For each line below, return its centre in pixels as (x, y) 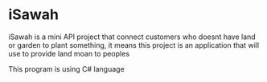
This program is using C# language (66, 68)
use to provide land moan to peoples (69, 53)
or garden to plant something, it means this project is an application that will (134, 45)
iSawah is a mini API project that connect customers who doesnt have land (132, 37)
